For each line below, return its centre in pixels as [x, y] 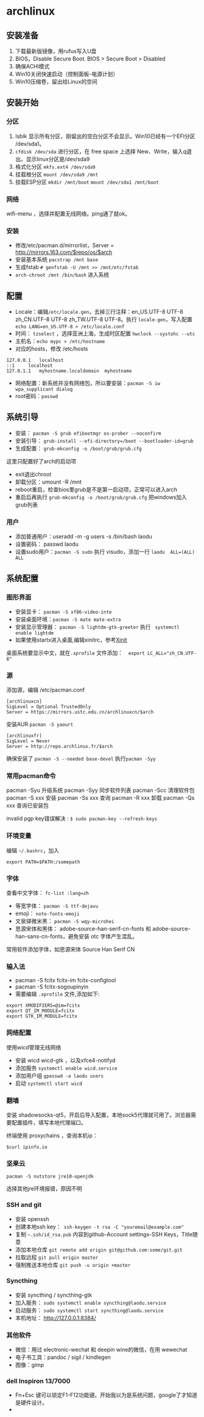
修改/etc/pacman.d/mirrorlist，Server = [65, 245]
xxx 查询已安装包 [27, 806]
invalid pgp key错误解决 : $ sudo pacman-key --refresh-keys [82, 819]
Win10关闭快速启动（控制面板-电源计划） [67, 74]
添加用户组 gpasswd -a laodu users [59, 1075]
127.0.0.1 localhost [35, 361]
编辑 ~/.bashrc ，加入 [33, 850]
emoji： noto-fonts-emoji [47, 913]
